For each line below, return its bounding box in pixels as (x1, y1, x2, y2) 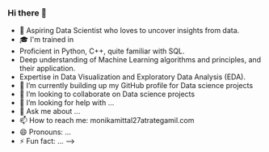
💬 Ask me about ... (19, 107, 81, 116)
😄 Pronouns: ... (19, 127, 72, 137)
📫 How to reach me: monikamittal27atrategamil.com (19, 116, 195, 125)
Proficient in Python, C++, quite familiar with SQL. (19, 46, 185, 56)
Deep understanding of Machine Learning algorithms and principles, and (19, 55, 262, 65)
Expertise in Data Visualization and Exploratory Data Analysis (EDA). (19, 72, 246, 82)
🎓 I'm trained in (19, 35, 74, 44)
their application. (19, 64, 76, 74)
